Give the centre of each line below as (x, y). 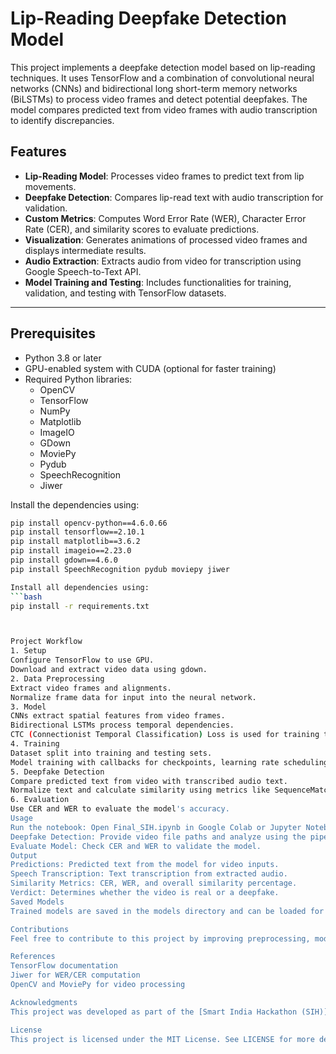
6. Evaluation (40, 800)
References (33, 957)
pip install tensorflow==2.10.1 (77, 532)
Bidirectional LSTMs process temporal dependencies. (122, 725)
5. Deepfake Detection (57, 772)
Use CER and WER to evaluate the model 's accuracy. (120, 809)
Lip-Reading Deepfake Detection (148, 18)
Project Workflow (46, 642)
